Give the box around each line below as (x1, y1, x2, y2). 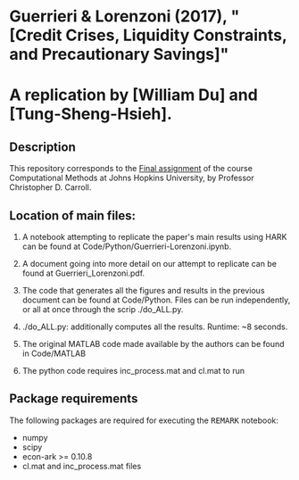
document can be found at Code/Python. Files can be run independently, (21, 294, 291, 305)
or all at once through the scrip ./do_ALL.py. (21, 304, 184, 314)
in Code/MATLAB (21, 348, 87, 359)
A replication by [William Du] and (9, 85, 259, 105)
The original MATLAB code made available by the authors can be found (21, 339, 285, 349)
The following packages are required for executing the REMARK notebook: (9, 415, 279, 426)
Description (9, 139, 76, 154)
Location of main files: (9, 208, 137, 223)
